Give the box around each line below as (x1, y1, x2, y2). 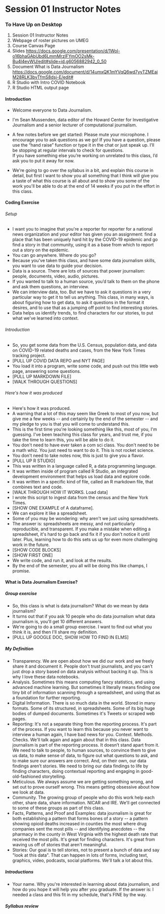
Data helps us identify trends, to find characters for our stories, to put (12, 310, 154, 316)
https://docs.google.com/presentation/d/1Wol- (26, 48, 121, 54)
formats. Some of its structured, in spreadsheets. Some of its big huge (12, 705, 155, 712)
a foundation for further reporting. (12, 695, 81, 701)
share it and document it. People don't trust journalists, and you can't (12, 663, 153, 670)
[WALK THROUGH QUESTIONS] (12, 379, 77, 385)
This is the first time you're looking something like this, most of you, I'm (12, 426, 157, 432)
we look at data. (12, 789, 45, 795)
